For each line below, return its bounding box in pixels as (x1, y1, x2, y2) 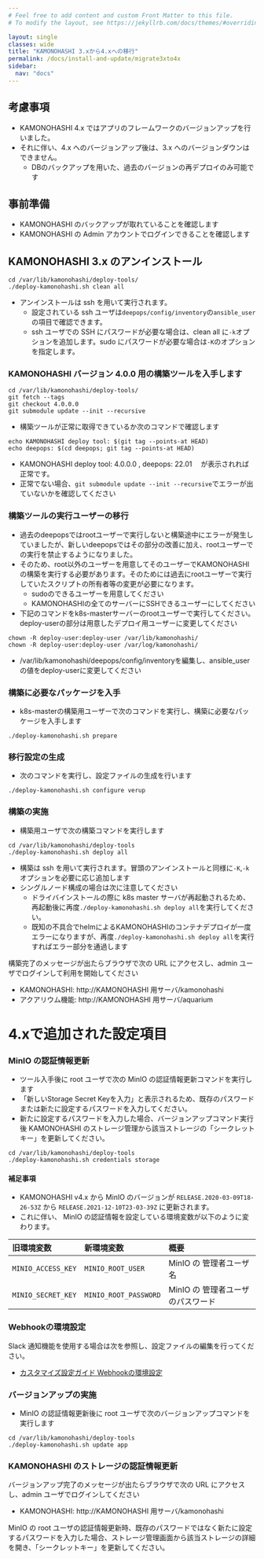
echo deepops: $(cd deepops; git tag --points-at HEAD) (8, 445, 195, 453)
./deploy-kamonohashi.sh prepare (8, 732, 118, 740)
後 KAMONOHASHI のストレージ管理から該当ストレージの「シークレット (19, 1123, 255, 1133)
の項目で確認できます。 (31, 318, 108, 327)
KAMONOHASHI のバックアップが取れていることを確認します (19, 219, 219, 229)
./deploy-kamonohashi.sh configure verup (8, 787, 146, 795)
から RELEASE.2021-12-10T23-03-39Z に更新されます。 (42, 1202, 214, 1212)
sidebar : (8, 62, 37, 71)
